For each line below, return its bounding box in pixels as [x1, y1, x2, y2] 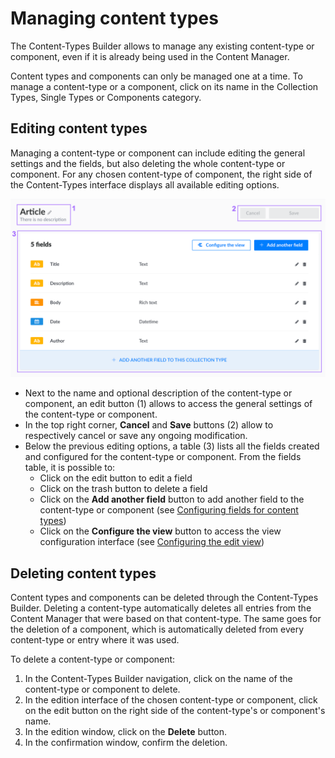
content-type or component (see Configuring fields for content [39, 504, 299, 516]
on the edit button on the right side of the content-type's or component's [24, 705, 326, 717]
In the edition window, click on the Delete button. [24, 726, 228, 738]
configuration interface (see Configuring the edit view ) [39, 536, 265, 548]
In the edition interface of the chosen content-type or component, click [24, 694, 318, 706]
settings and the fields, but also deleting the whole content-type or [10, 157, 286, 169]
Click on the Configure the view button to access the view [39, 525, 282, 537]
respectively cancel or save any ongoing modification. [24, 430, 248, 442]
